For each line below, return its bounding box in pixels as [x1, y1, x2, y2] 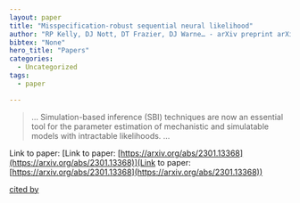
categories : [9, 54, 54, 63]
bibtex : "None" [9, 37, 66, 47]
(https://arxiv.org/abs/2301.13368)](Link [9, 157, 156, 167]
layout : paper [9, 12, 62, 22]
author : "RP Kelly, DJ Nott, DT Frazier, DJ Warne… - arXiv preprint [9, 29, 274, 38]
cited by [9, 183, 39, 194]
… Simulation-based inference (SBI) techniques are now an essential [30, 111, 284, 122]
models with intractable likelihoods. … [30, 130, 171, 141]
